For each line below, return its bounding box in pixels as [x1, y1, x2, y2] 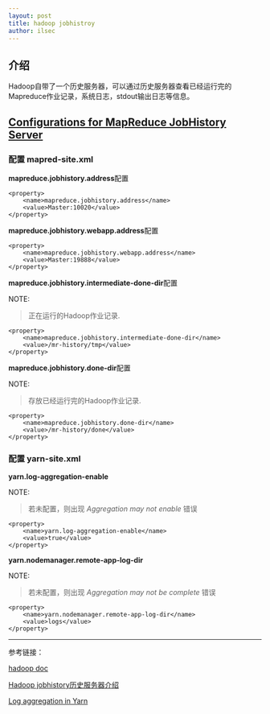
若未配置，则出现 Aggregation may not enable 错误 [27, 504, 198, 514]
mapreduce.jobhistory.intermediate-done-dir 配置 [8, 278, 178, 287]
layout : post [8, 11, 52, 20]
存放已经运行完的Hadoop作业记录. [27, 395, 142, 405]
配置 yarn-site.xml [8, 452, 81, 464]
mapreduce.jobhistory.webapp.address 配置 [8, 225, 159, 235]
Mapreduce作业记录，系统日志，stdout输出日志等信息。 [8, 92, 194, 101]
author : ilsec [8, 27, 56, 35]
